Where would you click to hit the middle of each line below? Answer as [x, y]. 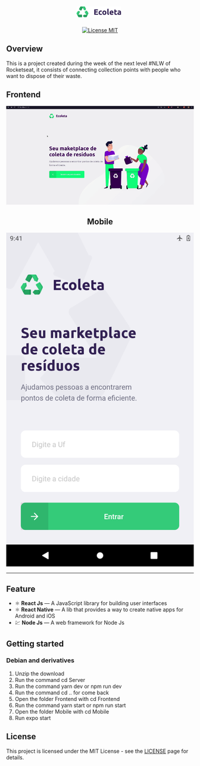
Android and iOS [35, 616]
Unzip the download [39, 674]
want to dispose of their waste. [44, 76]
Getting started [35, 643]
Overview [25, 49]
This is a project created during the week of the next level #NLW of [88, 63]
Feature [21, 589]
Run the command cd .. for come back [62, 692]
